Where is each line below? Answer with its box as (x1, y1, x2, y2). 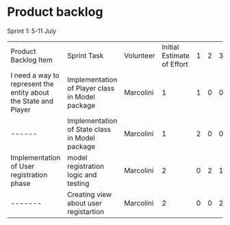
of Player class (67, 83, 115, 93)
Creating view (67, 189, 112, 199)
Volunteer (124, 51, 155, 60)
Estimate (162, 51, 190, 60)
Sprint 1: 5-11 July (7, 27, 57, 35)
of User (10, 161, 35, 171)
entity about (10, 87, 49, 97)
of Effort (162, 59, 188, 69)
